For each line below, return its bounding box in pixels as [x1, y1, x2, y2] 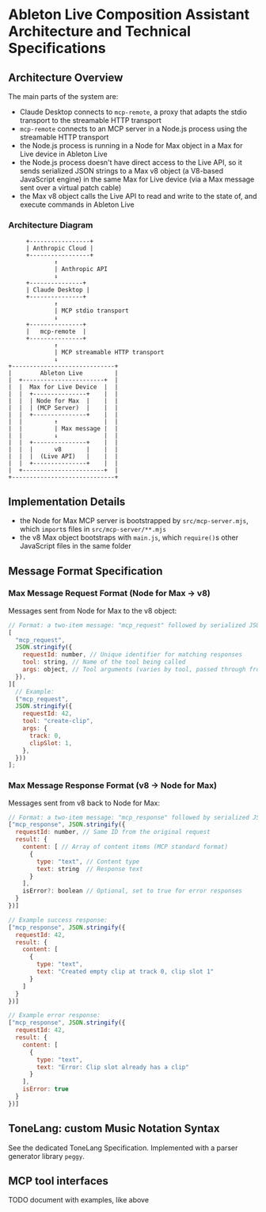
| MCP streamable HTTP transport [54, 349, 165, 357]
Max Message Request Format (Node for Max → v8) [8, 588, 211, 599]
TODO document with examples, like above [8, 1195, 149, 1205]
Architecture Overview [8, 71, 123, 84]
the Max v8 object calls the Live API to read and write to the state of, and [19, 192, 257, 201]
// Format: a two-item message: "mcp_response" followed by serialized [8, 813, 249, 821]
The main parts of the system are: [8, 92, 119, 101]
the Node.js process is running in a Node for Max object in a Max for [19, 141, 243, 150]
